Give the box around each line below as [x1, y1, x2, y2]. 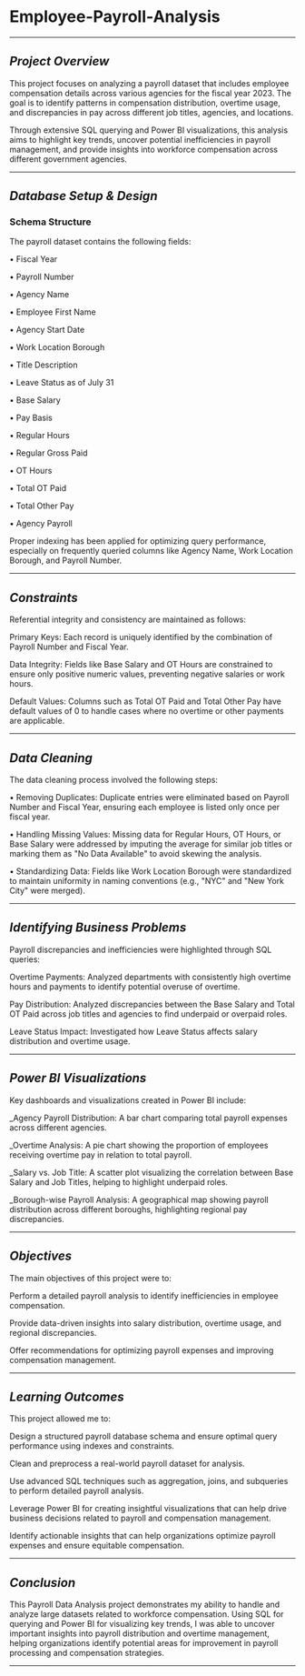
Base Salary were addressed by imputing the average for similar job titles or [9, 838, 293, 849]
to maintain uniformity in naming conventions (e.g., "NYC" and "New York [9, 876, 284, 887]
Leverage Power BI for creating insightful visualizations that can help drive [9, 1503, 288, 1514]
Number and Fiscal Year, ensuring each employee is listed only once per [9, 802, 280, 813]
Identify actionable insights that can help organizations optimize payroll [9, 1530, 276, 1541]
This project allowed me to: [9, 1413, 112, 1424]
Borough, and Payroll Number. [9, 555, 123, 566]
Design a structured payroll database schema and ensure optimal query [9, 1430, 278, 1442]
